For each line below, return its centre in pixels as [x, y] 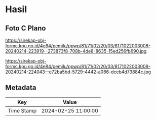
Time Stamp [22, 110]
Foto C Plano [26, 28]
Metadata [21, 88]
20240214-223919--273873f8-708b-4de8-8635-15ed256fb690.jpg [76, 51]
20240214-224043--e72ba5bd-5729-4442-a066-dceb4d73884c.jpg [78, 72]
